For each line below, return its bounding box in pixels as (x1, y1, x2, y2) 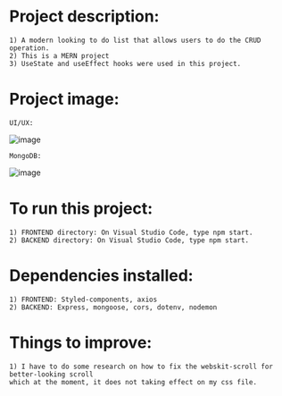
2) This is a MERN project (9, 51, 110, 60)
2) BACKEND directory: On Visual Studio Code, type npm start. (9, 235, 250, 245)
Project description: (9, 6, 160, 27)
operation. (9, 43, 50, 53)
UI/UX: (9, 118, 34, 127)
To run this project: (9, 198, 153, 219)
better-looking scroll (9, 369, 94, 379)
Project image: (9, 89, 120, 109)
